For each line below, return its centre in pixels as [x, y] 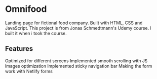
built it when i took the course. [36, 33]
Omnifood [26, 9]
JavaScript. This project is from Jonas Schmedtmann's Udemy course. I [78, 28]
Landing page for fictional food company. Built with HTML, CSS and [74, 23]
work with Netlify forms [29, 71]
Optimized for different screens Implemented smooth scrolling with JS [76, 61]
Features [19, 49]
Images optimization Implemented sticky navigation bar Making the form [78, 66]
